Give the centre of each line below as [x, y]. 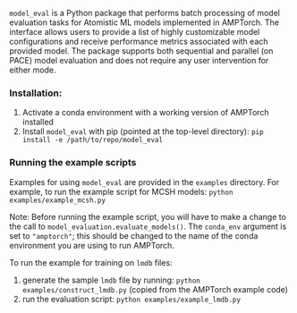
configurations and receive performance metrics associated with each [139, 41]
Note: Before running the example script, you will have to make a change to [148, 216]
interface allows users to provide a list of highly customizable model [135, 32]
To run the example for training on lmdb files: [91, 262]
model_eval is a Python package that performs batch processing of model [144, 13]
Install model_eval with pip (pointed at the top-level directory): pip [143, 131]
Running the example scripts [73, 163]
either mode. [33, 70]
